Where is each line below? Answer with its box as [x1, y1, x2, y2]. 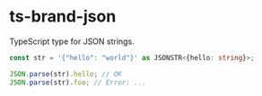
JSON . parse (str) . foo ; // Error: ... [9, 78, 146, 87]
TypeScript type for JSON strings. [9, 36, 135, 47]
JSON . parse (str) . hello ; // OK [9, 69, 123, 78]
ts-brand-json [9, 6, 117, 27]
